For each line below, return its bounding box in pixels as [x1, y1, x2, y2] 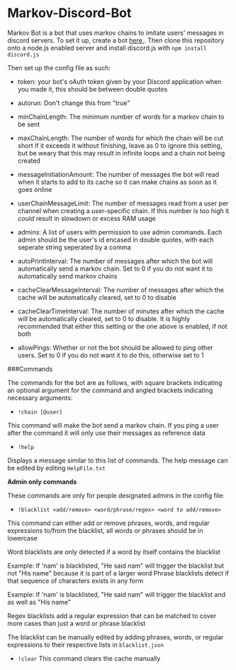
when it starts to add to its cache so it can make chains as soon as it [17, 178, 218, 186]
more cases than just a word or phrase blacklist [7, 619, 146, 627]
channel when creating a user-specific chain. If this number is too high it [17, 206, 230, 215]
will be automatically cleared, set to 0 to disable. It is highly [17, 314, 190, 323]
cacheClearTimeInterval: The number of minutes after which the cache [17, 307, 225, 315]
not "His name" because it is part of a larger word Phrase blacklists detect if [7, 568, 229, 577]
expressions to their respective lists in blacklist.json [7, 640, 164, 649]
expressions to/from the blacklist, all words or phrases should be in [7, 526, 203, 534]
